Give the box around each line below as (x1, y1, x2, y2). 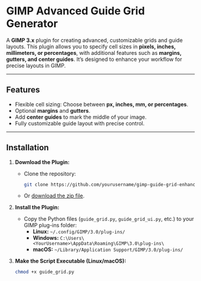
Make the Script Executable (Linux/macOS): (14, 258, 127, 265)
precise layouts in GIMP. (6, 61, 66, 69)
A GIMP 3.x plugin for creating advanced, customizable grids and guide (6, 36, 183, 44)
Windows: (32, 234, 59, 242)
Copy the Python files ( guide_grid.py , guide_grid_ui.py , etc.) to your (23, 215, 194, 223)
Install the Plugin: (14, 204, 60, 211)
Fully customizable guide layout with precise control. (14, 119, 145, 126)
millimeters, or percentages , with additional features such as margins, (6, 49, 182, 56)
